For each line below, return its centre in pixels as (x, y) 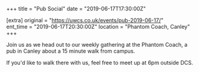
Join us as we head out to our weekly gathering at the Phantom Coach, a (97, 45)
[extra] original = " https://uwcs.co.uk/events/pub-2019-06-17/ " (85, 20)
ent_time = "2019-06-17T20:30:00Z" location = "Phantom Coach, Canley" (98, 27)
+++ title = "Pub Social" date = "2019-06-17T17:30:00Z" (76, 9)
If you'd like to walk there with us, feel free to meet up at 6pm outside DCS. (100, 63)
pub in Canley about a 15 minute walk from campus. (71, 51)
